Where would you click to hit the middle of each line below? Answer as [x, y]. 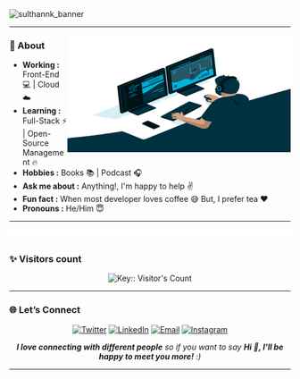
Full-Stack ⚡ [45, 121]
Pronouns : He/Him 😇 [63, 208]
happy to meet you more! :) [150, 356]
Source [35, 143]
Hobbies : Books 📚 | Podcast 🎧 [82, 173]
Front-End [41, 74]
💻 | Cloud [41, 85]
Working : [41, 65]
